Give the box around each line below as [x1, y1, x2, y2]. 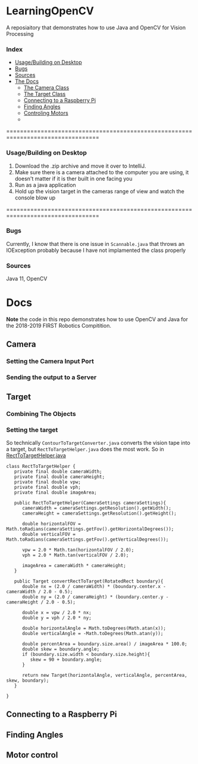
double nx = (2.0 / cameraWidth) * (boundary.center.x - [21, 583, 166, 589]
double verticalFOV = [21, 531, 76, 537]
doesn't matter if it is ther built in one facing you [14, 175, 133, 182]
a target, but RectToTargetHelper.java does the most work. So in [6, 445, 165, 452]
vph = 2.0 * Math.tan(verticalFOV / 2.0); [21, 552, 129, 558]
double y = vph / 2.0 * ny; [21, 615, 92, 621]
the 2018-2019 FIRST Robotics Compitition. [6, 322, 112, 329]
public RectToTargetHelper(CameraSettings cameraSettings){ [14, 500, 166, 506]
